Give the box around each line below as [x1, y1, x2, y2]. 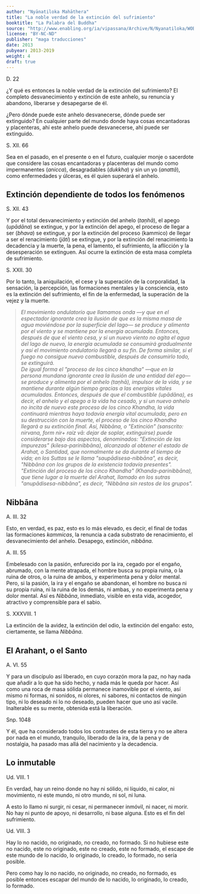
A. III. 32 [6, 513, 27, 520]
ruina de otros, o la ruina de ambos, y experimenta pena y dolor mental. [6, 573, 182, 580]
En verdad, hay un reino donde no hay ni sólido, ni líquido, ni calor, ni [6, 785, 175, 792]
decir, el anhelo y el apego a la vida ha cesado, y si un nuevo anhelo [20, 398, 190, 405]
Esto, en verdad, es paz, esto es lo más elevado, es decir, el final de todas [6, 525, 187, 532]
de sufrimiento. [6, 255, 43, 262]
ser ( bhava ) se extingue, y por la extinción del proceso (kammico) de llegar [6, 229, 191, 236]
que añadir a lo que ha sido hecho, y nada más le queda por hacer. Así [6, 679, 179, 686]
